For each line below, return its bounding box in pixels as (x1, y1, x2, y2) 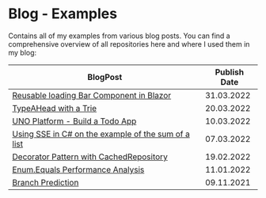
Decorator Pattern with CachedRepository (12, 151, 168, 162)
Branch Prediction (12, 177, 79, 188)
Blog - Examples (8, 5, 117, 23)
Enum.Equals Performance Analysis (12, 164, 145, 175)
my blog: (8, 48, 37, 57)
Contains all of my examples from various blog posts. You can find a (8, 31, 231, 40)
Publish (215, 67, 244, 78)
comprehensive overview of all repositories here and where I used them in (8, 39, 250, 48)
